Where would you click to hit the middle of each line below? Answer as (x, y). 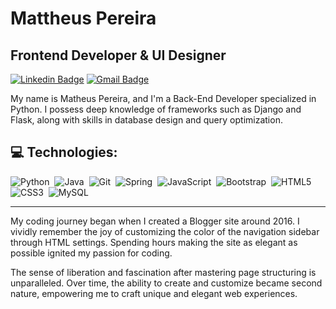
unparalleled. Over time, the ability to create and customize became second (166, 283)
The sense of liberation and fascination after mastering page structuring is (163, 272)
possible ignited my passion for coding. (91, 253)
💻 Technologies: (64, 152)
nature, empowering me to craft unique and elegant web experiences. (154, 293)
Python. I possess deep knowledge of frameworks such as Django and (156, 109)
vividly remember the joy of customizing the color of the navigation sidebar (165, 231)
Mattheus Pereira (83, 18)
